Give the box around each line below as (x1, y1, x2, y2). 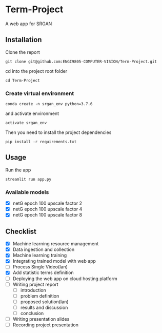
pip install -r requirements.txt (5, 140, 77, 145)
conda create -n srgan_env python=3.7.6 (5, 102, 93, 107)
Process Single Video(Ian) (12, 264, 68, 270)
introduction (20, 287, 46, 293)
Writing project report (12, 281, 58, 287)
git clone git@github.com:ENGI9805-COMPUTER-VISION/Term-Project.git (5, 59, 157, 64)
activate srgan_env (5, 121, 47, 126)
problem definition (20, 292, 59, 299)
